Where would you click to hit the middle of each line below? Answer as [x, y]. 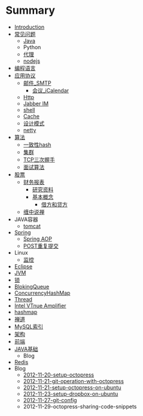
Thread [23, 299]
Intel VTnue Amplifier [40, 305]
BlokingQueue [32, 286]
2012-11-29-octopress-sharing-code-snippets [80, 406]
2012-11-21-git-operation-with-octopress [73, 381]
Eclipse [23, 266]
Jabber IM [36, 103]
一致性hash [37, 145]
